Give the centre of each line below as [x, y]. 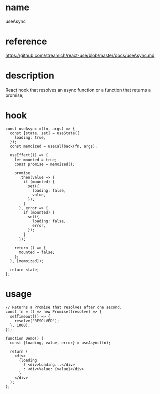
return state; [24, 270]
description [30, 76]
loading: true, [30, 137]
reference [26, 42]
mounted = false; [37, 252]
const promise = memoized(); [45, 164]
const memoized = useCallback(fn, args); [54, 146]
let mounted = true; [36, 160]
